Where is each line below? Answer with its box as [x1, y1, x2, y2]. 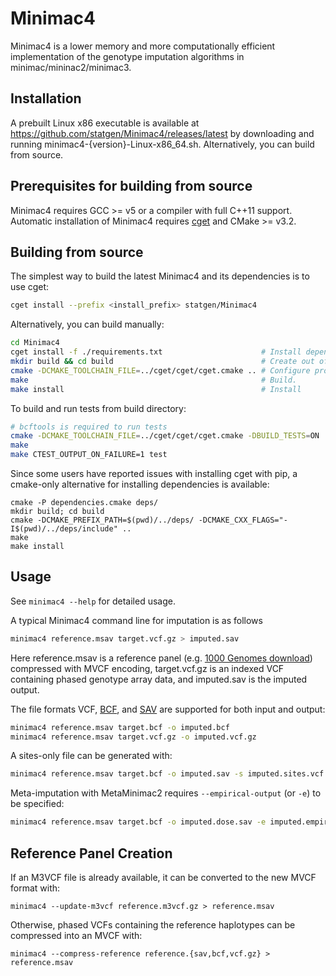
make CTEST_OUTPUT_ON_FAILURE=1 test [10, 450, 168, 460]
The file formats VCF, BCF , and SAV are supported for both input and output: [10, 703, 326, 715]
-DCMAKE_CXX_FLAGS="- [198, 515, 288, 525]
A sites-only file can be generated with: [10, 750, 173, 762]
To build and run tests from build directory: [10, 402, 187, 414]
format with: [10, 882, 61, 894]
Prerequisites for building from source [10, 178, 253, 195]
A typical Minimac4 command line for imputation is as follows [10, 614, 263, 626]
